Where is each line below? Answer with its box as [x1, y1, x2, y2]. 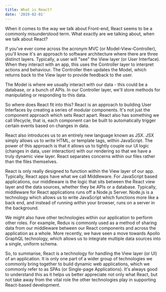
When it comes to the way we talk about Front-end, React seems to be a [5, 25, 153, 31]
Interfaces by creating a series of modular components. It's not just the [5, 107, 150, 113]
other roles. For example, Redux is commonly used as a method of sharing [5, 220, 157, 226]
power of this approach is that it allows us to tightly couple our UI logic [5, 143, 150, 148]
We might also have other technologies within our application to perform [5, 214, 153, 220]
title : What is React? [5, 7, 52, 12]
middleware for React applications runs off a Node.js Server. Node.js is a [5, 189, 154, 195]
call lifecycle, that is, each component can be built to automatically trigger [5, 117, 156, 123]
